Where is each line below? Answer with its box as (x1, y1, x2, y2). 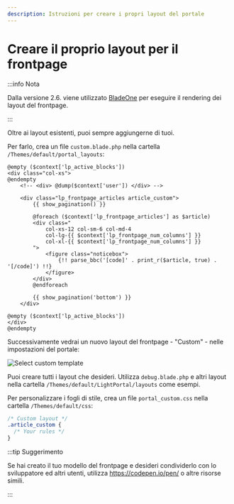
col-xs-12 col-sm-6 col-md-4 (45, 225, 132, 233)
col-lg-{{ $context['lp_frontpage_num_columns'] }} (45, 231, 201, 239)
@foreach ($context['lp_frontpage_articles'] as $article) (33, 213, 211, 220)
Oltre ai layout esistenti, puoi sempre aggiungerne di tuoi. (7, 128, 175, 137)
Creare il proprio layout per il (7, 40, 179, 57)
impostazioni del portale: (7, 345, 80, 354)
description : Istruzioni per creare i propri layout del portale (7, 10, 204, 18)
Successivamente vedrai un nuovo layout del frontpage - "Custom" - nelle (7, 337, 224, 346)
